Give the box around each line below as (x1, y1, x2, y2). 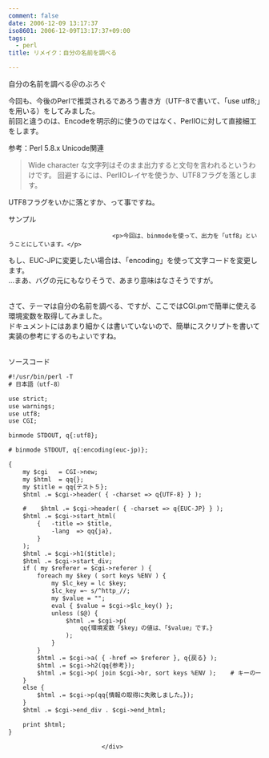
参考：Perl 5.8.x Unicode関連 (8, 144, 104, 152)
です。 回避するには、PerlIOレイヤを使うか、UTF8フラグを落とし (34, 170, 251, 180)
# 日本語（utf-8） (8, 380, 64, 388)
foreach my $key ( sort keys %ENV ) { (37, 572, 167, 580)
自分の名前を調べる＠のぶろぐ (8, 79, 106, 88)
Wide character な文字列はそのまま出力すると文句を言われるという (27, 160, 250, 169)
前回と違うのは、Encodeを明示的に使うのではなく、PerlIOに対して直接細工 (8, 116, 257, 125)
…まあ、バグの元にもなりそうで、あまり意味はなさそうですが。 (8, 276, 218, 285)
